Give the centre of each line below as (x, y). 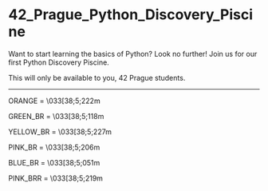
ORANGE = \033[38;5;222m (55, 101)
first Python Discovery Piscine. (59, 62)
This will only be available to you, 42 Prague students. (97, 78)
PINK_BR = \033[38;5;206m (54, 147)
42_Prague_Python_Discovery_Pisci (131, 15)
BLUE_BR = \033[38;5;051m (54, 162)
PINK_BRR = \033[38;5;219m (56, 178)
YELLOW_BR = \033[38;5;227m (60, 131)
